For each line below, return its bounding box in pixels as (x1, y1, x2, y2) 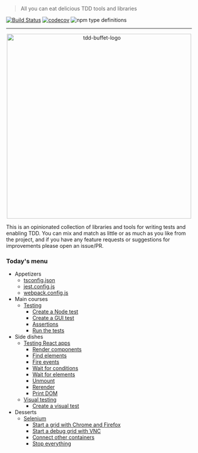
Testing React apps (23, 339, 71, 347)
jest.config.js (23, 283, 55, 290)
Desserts (14, 409, 37, 416)
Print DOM (32, 390, 58, 397)
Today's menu (6, 257, 48, 265)
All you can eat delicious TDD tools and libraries (20, 5, 137, 12)
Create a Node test (32, 308, 78, 315)
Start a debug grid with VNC (32, 428, 101, 435)
